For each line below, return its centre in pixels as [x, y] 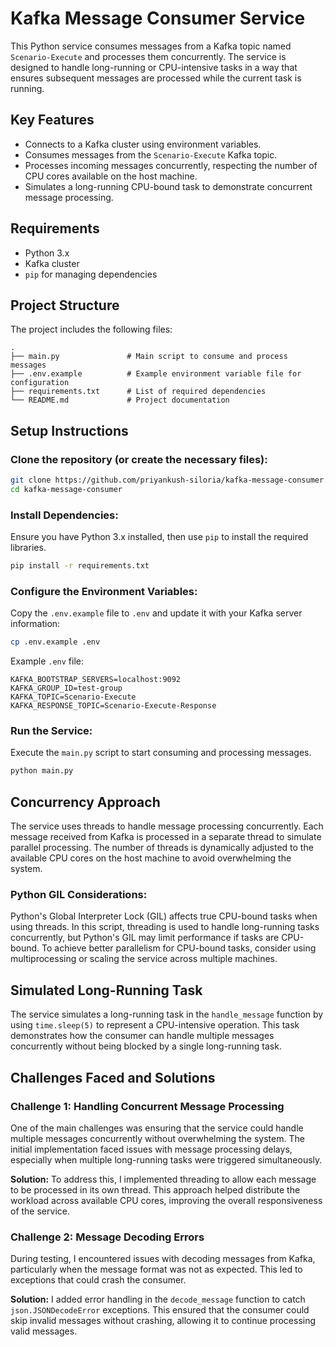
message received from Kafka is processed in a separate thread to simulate [166, 837]
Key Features [52, 120]
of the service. [40, 1211]
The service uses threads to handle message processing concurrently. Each [167, 826]
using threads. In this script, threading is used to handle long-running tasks [165, 927]
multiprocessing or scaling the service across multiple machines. [144, 959]
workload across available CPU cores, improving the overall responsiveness [166, 1200]
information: [35, 624]
